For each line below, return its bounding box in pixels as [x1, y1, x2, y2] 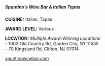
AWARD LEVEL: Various [5, 26, 54, 32]
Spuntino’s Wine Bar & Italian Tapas [5, 4, 81, 10]
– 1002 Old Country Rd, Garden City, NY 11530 [5, 40, 99, 46]
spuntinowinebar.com [5, 55, 49, 61]
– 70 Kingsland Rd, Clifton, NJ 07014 [5, 46, 79, 52]
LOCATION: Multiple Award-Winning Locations [5, 35, 101, 41]
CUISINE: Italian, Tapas [5, 16, 53, 22]
